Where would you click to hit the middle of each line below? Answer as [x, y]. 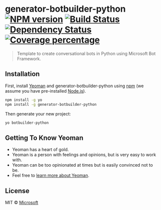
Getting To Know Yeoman [44, 138]
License [17, 191]
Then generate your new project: [38, 114]
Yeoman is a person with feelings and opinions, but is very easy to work [84, 155]
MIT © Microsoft [22, 202]
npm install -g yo [24, 100]
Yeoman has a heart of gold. [40, 150]
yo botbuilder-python [27, 123]
